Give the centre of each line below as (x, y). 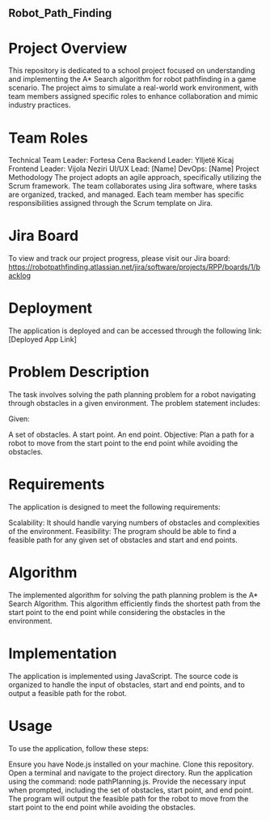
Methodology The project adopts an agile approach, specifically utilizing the (135, 177)
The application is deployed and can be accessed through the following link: (135, 331)
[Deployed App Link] (42, 340)
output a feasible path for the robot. (67, 693)
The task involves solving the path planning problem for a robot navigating (132, 395)
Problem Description (79, 372)
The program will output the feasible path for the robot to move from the (129, 798)
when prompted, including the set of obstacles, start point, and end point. (131, 790)
